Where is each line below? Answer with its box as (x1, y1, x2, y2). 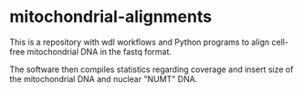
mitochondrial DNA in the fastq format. (26, 46, 172, 56)
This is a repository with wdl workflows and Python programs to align (9, 36, 270, 47)
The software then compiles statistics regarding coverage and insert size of (9, 64, 294, 75)
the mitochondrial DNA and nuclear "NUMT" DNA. (9, 73, 198, 84)
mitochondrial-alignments (9, 6, 213, 27)
